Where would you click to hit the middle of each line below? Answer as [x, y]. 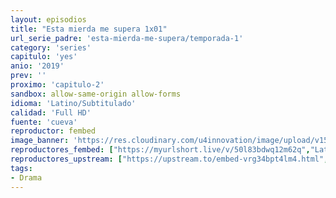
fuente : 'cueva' [44, 122]
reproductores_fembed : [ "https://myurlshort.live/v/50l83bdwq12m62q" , [160, 150]
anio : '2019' [37, 66]
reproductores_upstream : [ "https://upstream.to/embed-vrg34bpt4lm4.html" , [169, 159]
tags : [21, 168]
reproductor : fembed [53, 131]
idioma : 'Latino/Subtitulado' [73, 103]
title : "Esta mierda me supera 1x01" [89, 29]
